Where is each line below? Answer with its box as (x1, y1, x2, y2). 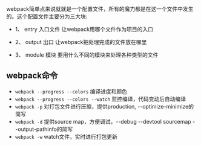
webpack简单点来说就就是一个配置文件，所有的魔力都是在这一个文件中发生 (6, 5, 194, 12)
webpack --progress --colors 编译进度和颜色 (15, 87, 128, 95)
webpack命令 (6, 71, 58, 81)
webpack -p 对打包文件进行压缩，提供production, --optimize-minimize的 (15, 103, 194, 110)
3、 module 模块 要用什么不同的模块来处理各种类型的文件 (15, 51, 159, 59)
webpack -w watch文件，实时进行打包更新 (15, 133, 118, 140)
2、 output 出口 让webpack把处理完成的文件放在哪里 (15, 39, 147, 45)
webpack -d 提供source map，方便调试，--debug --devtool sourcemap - (15, 118, 196, 125)
